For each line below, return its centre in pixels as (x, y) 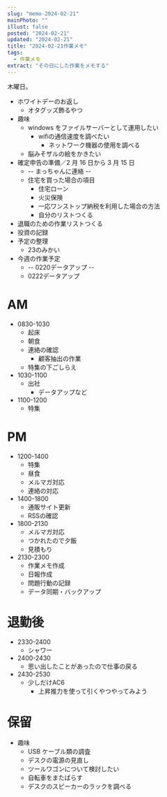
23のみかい (44, 249)
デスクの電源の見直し (58, 760)
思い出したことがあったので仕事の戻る (82, 666)
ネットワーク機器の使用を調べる (94, 145)
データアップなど (63, 392)
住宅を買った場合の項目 (61, 180)
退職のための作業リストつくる (60, 224)
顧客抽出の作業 (59, 358)
